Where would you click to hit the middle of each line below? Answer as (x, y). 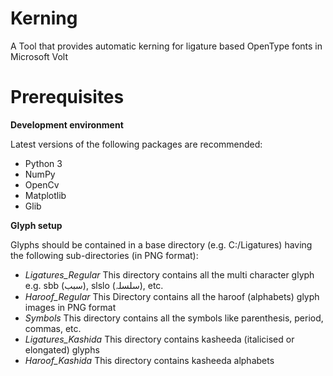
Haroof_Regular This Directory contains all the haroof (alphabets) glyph (172, 296)
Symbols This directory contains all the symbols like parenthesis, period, (174, 318)
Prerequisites (67, 97)
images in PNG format (70, 307)
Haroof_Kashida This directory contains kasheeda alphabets (149, 360)
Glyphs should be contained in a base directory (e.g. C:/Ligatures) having (161, 244)
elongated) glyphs (62, 349)
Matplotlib (45, 195)
